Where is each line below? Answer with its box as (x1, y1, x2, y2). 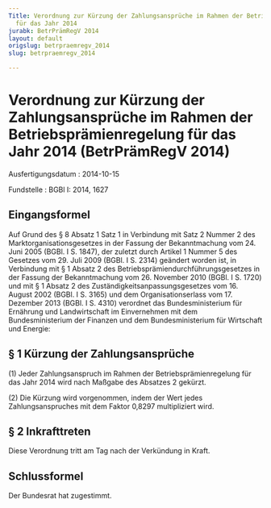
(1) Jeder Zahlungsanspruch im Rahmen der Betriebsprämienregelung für (8, 369, 252, 378)
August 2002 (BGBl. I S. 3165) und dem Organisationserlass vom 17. (8, 289, 233, 299)
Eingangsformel (8, 208, 90, 222)
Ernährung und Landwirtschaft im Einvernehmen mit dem (8, 306, 198, 316)
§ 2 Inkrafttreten (8, 424, 91, 438)
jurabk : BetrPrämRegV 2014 (8, 27, 99, 35)
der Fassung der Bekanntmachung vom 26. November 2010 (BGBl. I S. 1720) (8, 272, 262, 282)
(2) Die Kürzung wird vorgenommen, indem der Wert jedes (8, 393, 203, 402)
